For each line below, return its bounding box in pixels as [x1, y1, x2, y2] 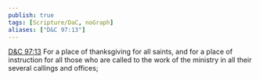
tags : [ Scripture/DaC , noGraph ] [8, 19, 114, 26]
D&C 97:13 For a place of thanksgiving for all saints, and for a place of [8, 47, 233, 57]
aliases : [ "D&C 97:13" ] [8, 26, 86, 33]
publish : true [8, 11, 55, 19]
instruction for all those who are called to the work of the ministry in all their [8, 55, 252, 64]
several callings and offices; [8, 64, 99, 73]
